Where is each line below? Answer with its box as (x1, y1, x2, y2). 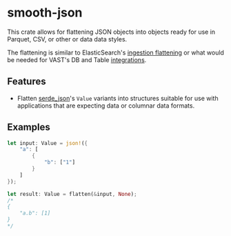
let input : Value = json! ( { (7, 139, 88, 146)
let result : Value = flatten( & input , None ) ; (7, 190, 137, 197)
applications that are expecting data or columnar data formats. (17, 101, 195, 110)
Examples (7, 121, 50, 133)
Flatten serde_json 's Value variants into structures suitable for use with (17, 94, 219, 102)
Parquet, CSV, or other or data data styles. (7, 35, 128, 43)
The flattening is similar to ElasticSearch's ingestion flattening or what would (7, 48, 224, 57)
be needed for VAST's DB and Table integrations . (7, 55, 147, 63)
